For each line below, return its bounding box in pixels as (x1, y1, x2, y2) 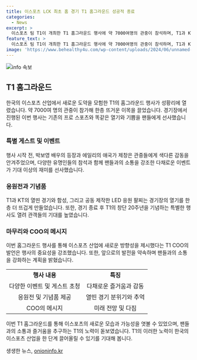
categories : (6, 14, 35, 20)
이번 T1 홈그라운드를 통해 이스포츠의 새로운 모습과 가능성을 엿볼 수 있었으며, (6, 320, 179, 327)
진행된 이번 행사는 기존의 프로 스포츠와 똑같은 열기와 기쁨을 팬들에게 (6, 114, 161, 121)
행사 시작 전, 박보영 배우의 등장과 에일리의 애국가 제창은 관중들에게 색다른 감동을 (6, 151, 189, 158)
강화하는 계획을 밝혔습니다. (12, 256, 74, 264)
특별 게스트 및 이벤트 (6, 137, 60, 145)
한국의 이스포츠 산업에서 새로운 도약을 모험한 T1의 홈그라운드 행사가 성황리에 (6, 99, 181, 106)
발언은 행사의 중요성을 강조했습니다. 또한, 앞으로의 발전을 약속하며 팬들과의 (6, 249, 177, 256)
